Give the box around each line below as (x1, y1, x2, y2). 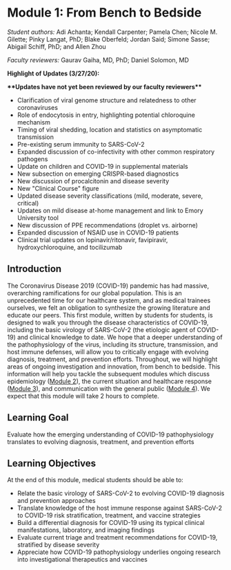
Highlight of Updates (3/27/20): (7, 69, 100, 77)
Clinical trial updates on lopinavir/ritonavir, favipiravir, (17, 235, 168, 243)
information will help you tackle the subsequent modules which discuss (7, 369, 210, 378)
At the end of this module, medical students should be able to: (7, 476, 184, 484)
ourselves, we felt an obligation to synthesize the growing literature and (7, 303, 210, 312)
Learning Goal (7, 412, 69, 423)
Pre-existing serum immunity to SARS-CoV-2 (17, 140, 145, 148)
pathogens (17, 154, 48, 163)
